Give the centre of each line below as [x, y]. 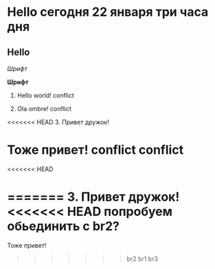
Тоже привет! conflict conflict [95, 150]
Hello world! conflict [45, 95]
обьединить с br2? [64, 227]
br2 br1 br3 [142, 259]
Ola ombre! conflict [44, 109]
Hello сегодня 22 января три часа [108, 12]
